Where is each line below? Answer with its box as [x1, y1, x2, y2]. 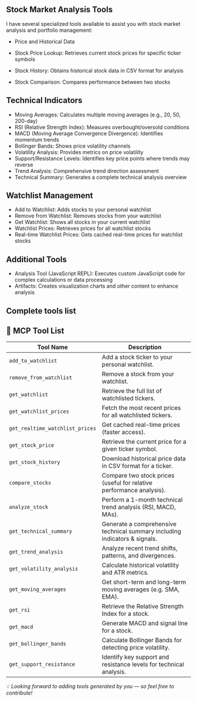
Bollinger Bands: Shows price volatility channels [14, 142, 131, 149]
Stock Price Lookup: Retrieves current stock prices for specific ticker [14, 49, 182, 56]
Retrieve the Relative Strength [101, 602, 184, 610]
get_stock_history [9, 459, 60, 466]
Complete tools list [6, 306, 76, 316]
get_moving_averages [9, 586, 66, 593]
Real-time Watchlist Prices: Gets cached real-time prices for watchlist [14, 231, 183, 238]
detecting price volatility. [101, 643, 170, 652]
